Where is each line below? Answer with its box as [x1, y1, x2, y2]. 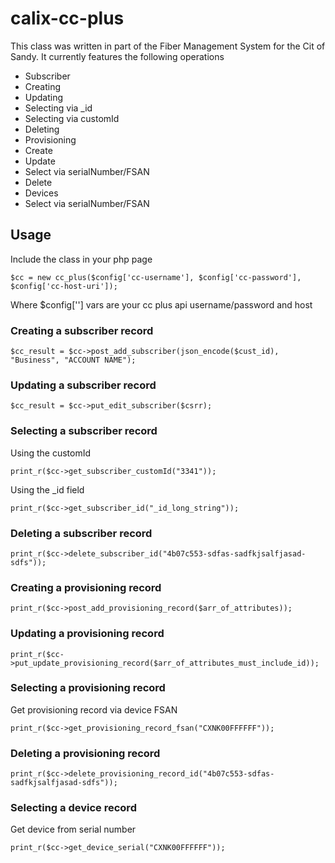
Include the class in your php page [10, 253, 153, 265]
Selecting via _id [24, 102, 93, 114]
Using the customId [10, 447, 92, 459]
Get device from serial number [10, 823, 137, 836]
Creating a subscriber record [10, 323, 154, 337]
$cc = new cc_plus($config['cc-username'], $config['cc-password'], [10, 272, 302, 282]
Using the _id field [10, 483, 85, 496]
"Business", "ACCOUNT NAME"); [10, 355, 137, 366]
